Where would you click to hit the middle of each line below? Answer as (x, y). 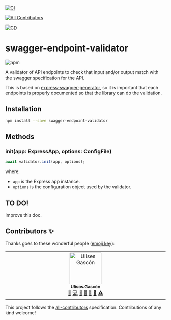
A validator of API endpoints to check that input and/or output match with (82, 72)
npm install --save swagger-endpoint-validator (57, 121)
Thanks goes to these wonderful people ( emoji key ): (60, 243)
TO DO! (17, 203)
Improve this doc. (24, 215)
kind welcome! (21, 313)
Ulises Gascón (85, 287)
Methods (20, 137)
